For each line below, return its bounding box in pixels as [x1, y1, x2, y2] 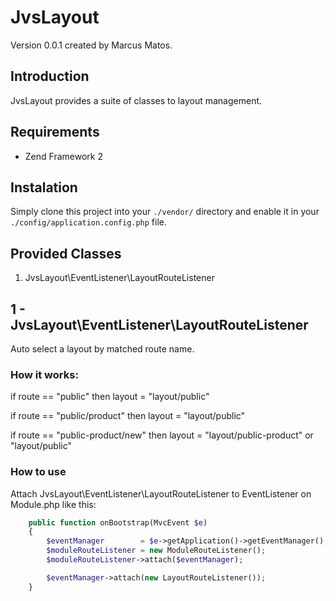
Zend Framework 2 [24, 150, 103, 162]
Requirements [10, 124, 100, 141]
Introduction [10, 68, 90, 85]
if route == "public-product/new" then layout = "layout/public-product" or [10, 429, 314, 441]
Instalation [10, 179, 78, 196]
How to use [10, 465, 67, 479]
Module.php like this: [10, 498, 97, 510]
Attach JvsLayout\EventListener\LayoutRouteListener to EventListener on [10, 487, 312, 500]
